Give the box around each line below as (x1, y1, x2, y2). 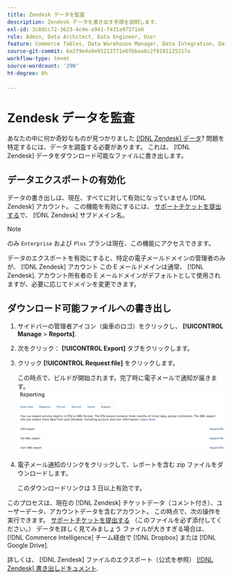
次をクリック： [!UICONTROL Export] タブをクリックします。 (17, 344, 194, 353)
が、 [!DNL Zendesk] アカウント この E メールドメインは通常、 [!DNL (7, 262, 205, 271)
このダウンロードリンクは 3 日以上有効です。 (17, 484, 146, 492)
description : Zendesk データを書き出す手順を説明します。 (7, 18, 160, 26)
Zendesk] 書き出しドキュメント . (7, 564, 99, 573)
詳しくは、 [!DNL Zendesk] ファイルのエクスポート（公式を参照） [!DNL (7, 555, 214, 564)
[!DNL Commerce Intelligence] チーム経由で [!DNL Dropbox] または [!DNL (7, 533, 216, 542)
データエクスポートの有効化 (7, 174, 126, 185)
